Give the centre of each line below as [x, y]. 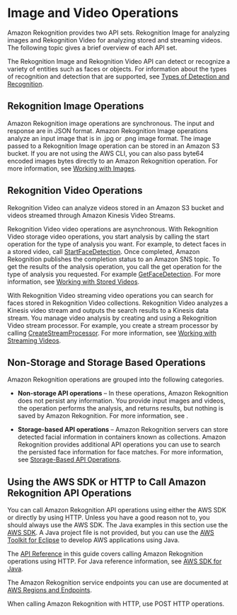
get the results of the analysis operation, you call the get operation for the [115, 266]
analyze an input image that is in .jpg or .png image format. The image [109, 138]
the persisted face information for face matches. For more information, [120, 452]
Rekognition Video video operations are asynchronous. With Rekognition [113, 229]
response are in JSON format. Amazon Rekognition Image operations [108, 131]
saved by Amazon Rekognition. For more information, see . [103, 416]
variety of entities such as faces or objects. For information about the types [117, 69]
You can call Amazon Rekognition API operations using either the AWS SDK [117, 510]
